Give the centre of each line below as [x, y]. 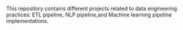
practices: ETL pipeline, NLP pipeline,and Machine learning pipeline [89, 15]
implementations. [27, 21]
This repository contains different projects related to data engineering [92, 9]
